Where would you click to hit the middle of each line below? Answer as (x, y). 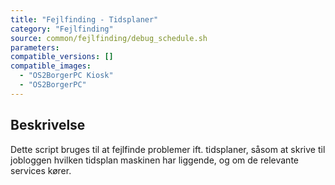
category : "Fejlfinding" (62, 29)
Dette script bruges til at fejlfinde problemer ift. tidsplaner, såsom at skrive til (168, 149)
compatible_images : (51, 66)
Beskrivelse (48, 125)
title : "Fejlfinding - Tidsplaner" (84, 19)
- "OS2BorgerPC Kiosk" (66, 76)
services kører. (41, 170)
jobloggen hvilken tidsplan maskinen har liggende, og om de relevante (154, 160)
